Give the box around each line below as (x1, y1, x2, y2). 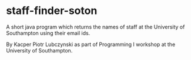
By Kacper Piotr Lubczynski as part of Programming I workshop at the (6, 41, 176, 48)
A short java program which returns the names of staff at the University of (6, 23, 185, 30)
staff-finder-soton (6, 4, 98, 17)
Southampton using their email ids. (6, 29, 91, 36)
